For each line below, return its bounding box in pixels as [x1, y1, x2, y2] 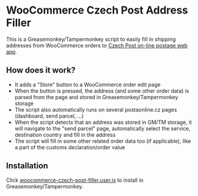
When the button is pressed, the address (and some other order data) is [14, 87, 190, 94]
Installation [6, 161, 48, 171]
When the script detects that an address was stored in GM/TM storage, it [14, 119, 192, 126]
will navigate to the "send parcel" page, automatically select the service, [14, 125, 190, 132]
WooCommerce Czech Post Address [6, 4, 189, 17]
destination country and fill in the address [14, 131, 116, 138]
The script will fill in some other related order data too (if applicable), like [14, 137, 192, 145]
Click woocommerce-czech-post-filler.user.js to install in [6, 177, 144, 184]
